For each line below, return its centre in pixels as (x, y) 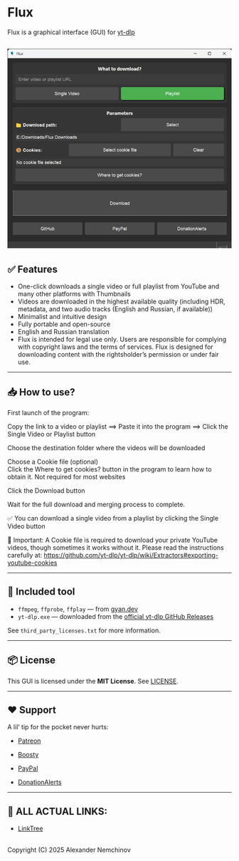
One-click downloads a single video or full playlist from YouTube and (118, 286)
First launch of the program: (48, 412)
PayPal (28, 768)
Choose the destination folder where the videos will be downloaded (106, 448)
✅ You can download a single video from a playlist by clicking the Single (113, 518)
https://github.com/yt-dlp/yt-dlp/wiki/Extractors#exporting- (131, 555)
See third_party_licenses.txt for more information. (84, 630)
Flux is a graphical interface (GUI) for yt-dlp (71, 32)
